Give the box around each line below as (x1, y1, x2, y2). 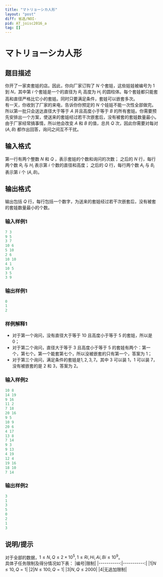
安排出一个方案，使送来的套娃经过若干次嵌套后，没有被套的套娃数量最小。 (9, 114, 159, 120)
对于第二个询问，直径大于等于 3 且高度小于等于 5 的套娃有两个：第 (12, 345, 146, 351)
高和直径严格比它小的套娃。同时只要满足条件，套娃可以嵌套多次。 (5, 96, 138, 102)
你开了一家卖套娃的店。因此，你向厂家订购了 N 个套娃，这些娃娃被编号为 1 (5, 83, 155, 89)
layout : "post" (5, 12, 36, 17)
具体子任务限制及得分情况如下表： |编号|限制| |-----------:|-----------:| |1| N (5, 560, 157, 566)
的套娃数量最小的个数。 (5, 205, 52, 211)
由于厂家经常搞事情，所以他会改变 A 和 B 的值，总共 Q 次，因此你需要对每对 (5, 120, 159, 126)
